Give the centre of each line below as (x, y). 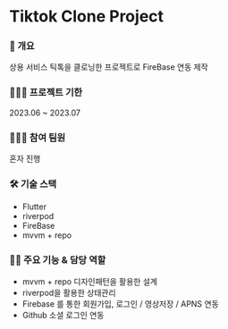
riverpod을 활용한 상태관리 (69, 292)
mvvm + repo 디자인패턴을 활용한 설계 (90, 281)
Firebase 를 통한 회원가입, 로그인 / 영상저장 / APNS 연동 (120, 304)
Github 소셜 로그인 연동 (63, 315)
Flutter (34, 207)
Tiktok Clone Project (86, 17)
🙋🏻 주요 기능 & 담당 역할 (58, 260)
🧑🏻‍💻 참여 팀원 (38, 138)
